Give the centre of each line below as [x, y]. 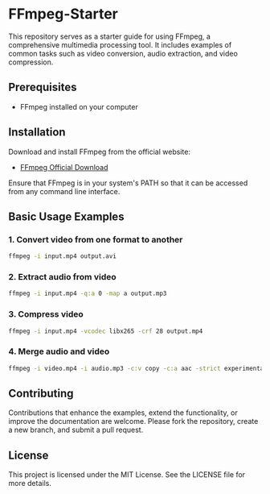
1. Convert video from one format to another [96, 239]
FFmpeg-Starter [63, 14]
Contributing [41, 394]
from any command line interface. [64, 191]
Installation [37, 133]
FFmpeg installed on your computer [79, 106]
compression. [31, 62]
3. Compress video [46, 314]
